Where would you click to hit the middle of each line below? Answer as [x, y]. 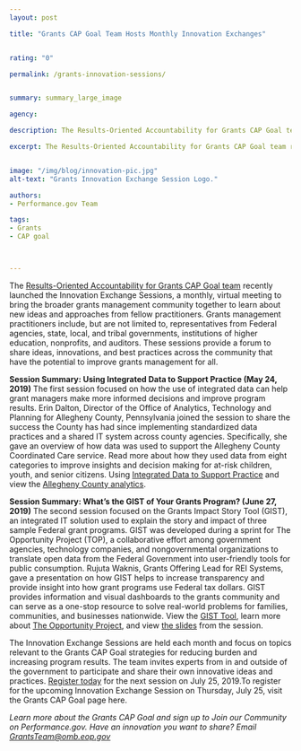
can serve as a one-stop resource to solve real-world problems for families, [149, 606]
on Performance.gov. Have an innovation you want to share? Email [133, 727]
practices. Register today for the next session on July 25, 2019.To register [145, 681]
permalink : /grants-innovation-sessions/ [88, 74]
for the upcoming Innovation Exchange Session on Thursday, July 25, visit [146, 690]
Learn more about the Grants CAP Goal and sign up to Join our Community [148, 717]
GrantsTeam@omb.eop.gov [60, 736]
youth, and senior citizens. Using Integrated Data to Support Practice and [144, 474]
